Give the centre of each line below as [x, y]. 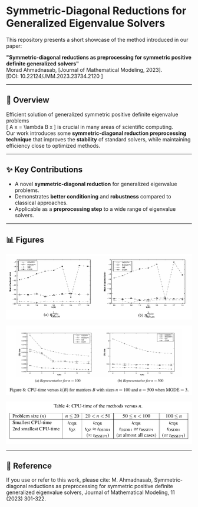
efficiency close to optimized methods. [53, 145]
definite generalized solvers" [43, 64]
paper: [14, 46]
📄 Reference [29, 466]
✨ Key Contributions [44, 170]
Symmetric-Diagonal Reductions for [96, 11]
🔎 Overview [28, 100]
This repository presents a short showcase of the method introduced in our [97, 39]
